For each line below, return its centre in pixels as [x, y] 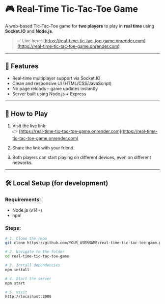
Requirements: [23, 199]
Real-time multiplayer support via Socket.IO [56, 78]
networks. [22, 163]
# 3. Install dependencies [33, 265]
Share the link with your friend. [43, 148]
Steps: [13, 228]
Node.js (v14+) [27, 210]
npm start [15, 283]
